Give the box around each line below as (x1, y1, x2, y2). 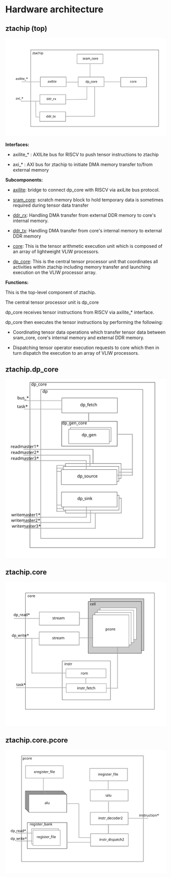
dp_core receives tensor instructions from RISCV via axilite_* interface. (5, 309, 155, 316)
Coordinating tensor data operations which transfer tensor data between (12, 329, 166, 335)
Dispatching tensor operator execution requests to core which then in (12, 344, 160, 351)
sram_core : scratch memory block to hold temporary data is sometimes (12, 197, 164, 203)
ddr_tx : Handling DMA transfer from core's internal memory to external (12, 228, 162, 234)
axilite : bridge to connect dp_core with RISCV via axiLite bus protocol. (12, 187, 160, 193)
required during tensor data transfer (12, 202, 89, 209)
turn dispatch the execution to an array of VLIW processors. (12, 350, 139, 356)
